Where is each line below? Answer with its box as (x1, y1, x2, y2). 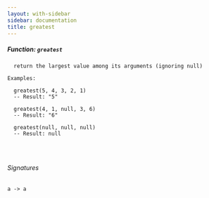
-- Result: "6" (13, 112, 58, 119)
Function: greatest (7, 45, 63, 53)
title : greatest (7, 23, 55, 30)
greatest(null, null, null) (13, 124, 96, 131)
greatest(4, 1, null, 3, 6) (13, 106, 96, 113)
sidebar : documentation (7, 17, 77, 24)
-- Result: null (13, 131, 61, 138)
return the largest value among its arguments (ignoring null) (13, 62, 203, 70)
